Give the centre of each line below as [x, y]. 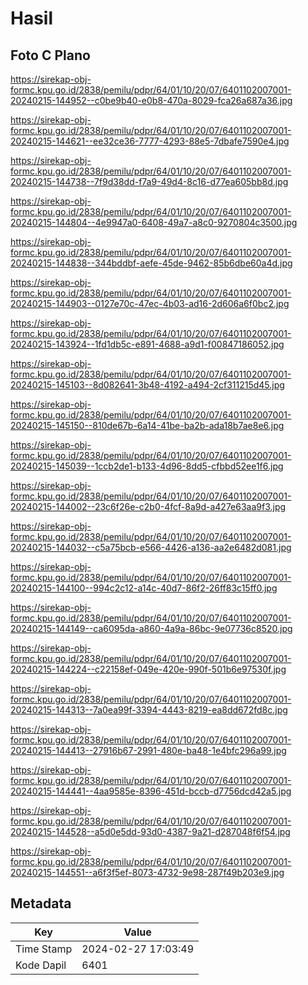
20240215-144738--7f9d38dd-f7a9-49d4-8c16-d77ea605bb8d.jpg [149, 181]
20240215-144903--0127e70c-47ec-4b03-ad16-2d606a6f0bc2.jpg [150, 303]
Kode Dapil [41, 965]
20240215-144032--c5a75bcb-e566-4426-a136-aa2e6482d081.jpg [151, 547]
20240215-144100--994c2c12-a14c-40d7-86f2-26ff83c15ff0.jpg [144, 588]
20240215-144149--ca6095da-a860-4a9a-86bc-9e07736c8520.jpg [151, 628]
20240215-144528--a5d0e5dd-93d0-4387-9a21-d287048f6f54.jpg [150, 831]
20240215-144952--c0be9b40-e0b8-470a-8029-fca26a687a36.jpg [151, 100]
